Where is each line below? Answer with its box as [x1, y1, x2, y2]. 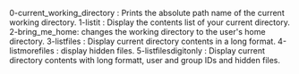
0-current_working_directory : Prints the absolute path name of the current [9, 8, 285, 18]
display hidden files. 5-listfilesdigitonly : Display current [61, 45, 266, 56]
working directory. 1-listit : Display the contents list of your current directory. [9, 17, 291, 28]
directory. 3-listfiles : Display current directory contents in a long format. [9, 36, 276, 46]
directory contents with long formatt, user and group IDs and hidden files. [9, 55, 280, 65]
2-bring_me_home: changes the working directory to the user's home [9, 27, 266, 37]
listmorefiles [9, 45, 56, 56]
